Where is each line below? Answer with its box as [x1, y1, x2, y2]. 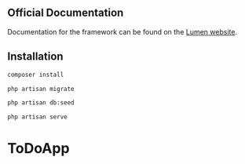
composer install [7, 71, 64, 78]
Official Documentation [7, 6, 124, 20]
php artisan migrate [7, 85, 75, 93]
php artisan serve [7, 113, 68, 121]
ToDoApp [7, 140, 70, 158]
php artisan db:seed [7, 99, 75, 107]
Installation [7, 50, 64, 64]
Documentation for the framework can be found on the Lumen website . [7, 27, 237, 36]
